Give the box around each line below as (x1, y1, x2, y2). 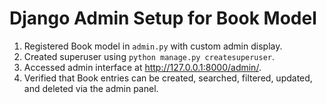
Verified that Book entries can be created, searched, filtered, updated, (23, 72, 313, 84)
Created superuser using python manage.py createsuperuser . (23, 50, 276, 62)
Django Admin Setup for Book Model (9, 7, 317, 30)
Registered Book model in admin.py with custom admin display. (23, 40, 283, 52)
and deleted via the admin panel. (23, 82, 159, 94)
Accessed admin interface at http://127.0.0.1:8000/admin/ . (23, 61, 262, 73)
